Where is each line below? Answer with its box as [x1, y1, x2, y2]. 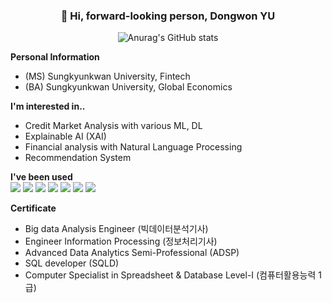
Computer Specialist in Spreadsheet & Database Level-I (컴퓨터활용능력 [24, 269, 317, 281]
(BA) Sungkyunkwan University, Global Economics [24, 81, 233, 93]
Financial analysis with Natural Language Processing [24, 141, 243, 153]
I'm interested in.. [10, 100, 86, 113]
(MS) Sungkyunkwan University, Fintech [24, 70, 191, 83]
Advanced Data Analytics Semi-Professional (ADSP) [24, 247, 240, 259]
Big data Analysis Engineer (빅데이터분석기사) [24, 223, 209, 235]
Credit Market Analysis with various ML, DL [24, 120, 203, 132]
